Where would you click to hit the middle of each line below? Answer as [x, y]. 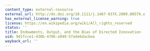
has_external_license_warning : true [42, 18]
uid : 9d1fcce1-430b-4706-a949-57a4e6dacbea [50, 37]
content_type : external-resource [39, 9]
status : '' [16, 28]
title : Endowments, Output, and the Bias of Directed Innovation [73, 32]
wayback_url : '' [21, 41]
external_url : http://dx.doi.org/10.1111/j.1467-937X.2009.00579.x [75, 14]
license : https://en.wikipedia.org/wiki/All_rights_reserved [69, 23]
